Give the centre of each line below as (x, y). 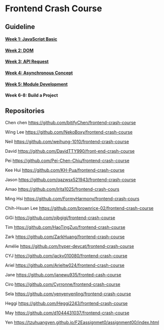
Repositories (25, 111)
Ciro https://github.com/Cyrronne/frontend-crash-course (63, 284)
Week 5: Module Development (36, 84)
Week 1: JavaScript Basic (31, 39)
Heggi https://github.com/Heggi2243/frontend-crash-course (67, 303)
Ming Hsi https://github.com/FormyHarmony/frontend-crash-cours (72, 198)
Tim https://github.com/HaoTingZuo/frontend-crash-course (65, 227)
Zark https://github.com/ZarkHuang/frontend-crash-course (65, 237)
